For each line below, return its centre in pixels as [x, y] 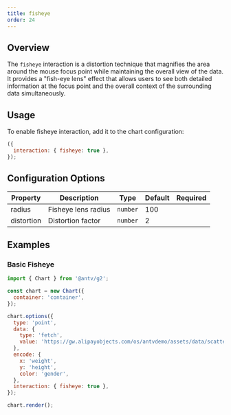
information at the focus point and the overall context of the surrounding [109, 86]
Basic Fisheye [31, 264]
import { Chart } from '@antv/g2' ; [58, 279]
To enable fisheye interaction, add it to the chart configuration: [96, 132]
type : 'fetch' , [41, 335]
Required [191, 198]
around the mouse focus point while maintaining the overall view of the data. [115, 71]
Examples [29, 245]
